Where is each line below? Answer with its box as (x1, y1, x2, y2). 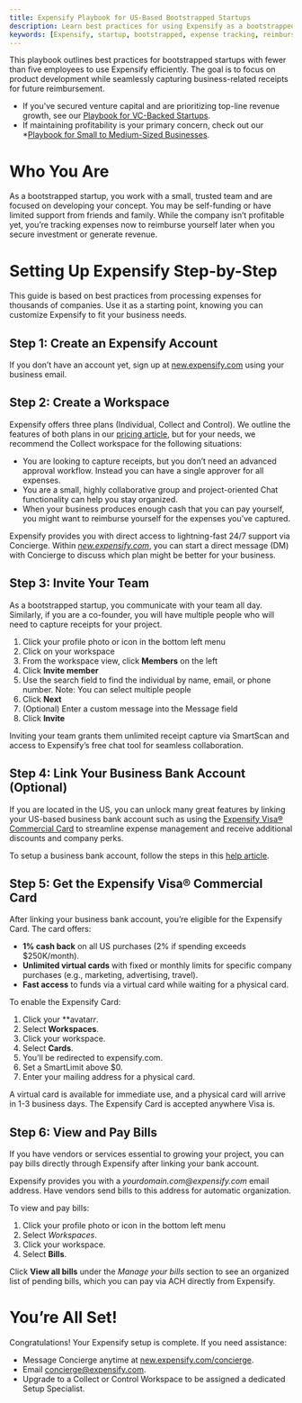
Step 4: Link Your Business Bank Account (9, 766, 245, 782)
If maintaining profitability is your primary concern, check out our (22, 120, 264, 131)
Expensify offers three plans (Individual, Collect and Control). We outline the (9, 419, 291, 430)
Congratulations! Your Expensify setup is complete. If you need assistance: (9, 1337, 288, 1348)
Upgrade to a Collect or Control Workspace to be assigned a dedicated (22, 1374, 286, 1385)
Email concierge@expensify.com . (22, 1364, 147, 1375)
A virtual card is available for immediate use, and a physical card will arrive (9, 1089, 286, 1100)
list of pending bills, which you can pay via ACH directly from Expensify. (9, 1276, 276, 1287)
